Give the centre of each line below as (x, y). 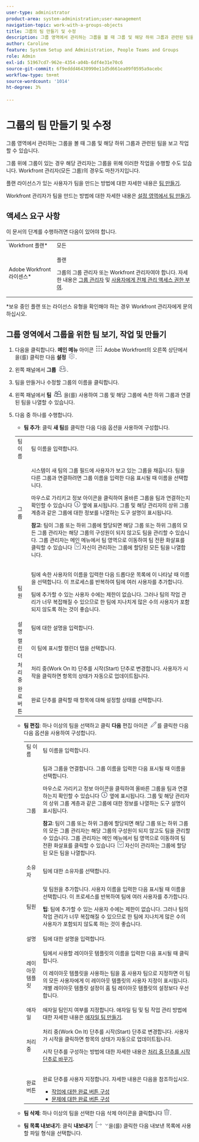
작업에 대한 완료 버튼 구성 (81, 1091)
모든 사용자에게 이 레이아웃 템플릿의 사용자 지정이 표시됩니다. (119, 980)
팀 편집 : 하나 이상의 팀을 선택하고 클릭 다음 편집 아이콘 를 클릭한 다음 (106, 725)
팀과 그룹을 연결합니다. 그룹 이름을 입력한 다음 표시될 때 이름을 (114, 768)
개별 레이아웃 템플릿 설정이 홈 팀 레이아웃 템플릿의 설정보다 (110, 988)
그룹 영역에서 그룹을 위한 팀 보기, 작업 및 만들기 (86, 334)
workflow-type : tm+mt (33, 75)
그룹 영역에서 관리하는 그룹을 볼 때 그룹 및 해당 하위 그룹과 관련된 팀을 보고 (92, 143)
